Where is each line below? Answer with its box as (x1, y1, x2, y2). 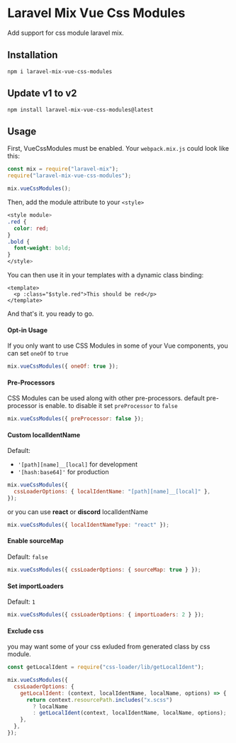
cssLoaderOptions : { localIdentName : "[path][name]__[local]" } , (13, 488, 211, 496)
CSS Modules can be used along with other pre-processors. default (7, 394, 206, 402)
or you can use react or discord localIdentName (7, 507, 149, 516)
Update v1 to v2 (7, 87, 77, 100)
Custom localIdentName (7, 430, 81, 439)
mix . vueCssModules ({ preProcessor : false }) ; (7, 415, 144, 422)
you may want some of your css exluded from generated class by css (7, 642, 210, 651)
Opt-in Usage (7, 326, 48, 334)
